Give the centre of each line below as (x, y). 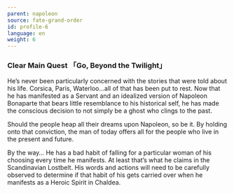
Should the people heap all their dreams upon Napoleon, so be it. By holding (117, 124)
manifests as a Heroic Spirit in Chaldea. (64, 183)
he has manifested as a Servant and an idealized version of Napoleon (108, 96)
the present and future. (41, 139)
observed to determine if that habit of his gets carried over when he (105, 175)
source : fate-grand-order (45, 20)
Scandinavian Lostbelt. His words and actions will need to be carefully (109, 168)
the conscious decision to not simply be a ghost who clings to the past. (110, 111)
